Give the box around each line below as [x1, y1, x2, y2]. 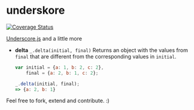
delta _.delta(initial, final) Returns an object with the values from [14, 46, 189, 54]
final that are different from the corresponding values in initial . [14, 53, 177, 60]
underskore [6, 4, 65, 17]
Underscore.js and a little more [6, 35, 83, 42]
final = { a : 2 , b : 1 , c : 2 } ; [26, 70, 99, 76]
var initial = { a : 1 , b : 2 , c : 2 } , [14, 64, 104, 71]
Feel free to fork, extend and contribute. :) [6, 97, 110, 105]
